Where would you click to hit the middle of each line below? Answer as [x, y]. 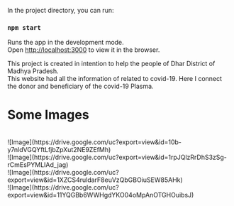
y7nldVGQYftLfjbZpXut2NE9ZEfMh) [59, 150]
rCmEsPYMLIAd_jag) [38, 165]
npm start [24, 27]
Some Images [49, 115]
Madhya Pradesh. [33, 71]
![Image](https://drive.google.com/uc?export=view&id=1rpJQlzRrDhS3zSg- [117, 157]
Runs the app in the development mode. [66, 43]
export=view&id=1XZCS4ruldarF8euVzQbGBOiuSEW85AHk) [95, 180]
